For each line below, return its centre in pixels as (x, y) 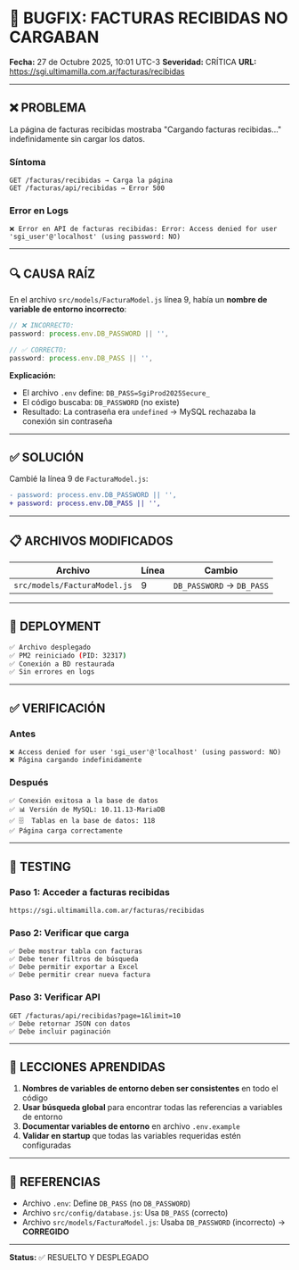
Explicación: (32, 375)
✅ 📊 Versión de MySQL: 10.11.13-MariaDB (87, 810)
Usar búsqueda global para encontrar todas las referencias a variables (152, 1108)
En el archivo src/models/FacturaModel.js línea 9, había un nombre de (138, 300)
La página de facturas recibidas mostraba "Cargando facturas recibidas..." (145, 129)
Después (29, 782)
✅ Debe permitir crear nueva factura (80, 975)
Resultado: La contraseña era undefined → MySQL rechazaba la (139, 411)
